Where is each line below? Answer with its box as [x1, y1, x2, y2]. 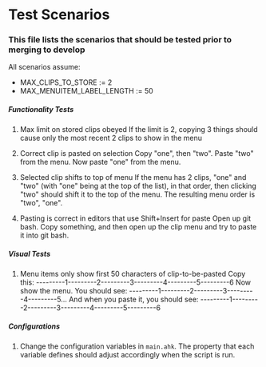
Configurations [8, 321, 61, 331]
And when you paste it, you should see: [69, 294, 199, 305]
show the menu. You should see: [19, 286, 128, 296]
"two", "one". [19, 198, 63, 208]
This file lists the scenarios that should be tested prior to [8, 34, 232, 46]
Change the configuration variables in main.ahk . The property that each [19, 341, 255, 351]
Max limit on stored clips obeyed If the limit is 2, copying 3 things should [19, 125, 258, 134]
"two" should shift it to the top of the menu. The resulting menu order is [19, 189, 256, 199]
